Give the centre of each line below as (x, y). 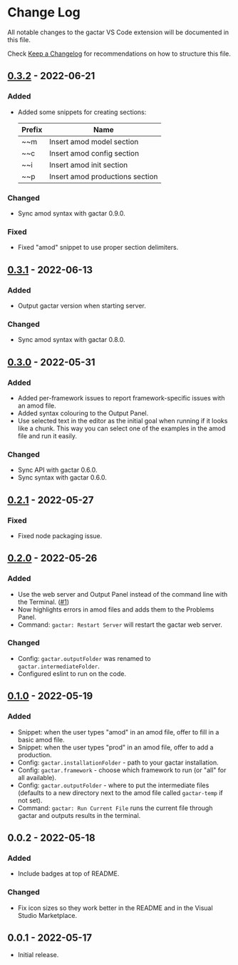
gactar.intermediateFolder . (58, 666)
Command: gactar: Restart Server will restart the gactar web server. (120, 625)
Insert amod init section (88, 165)
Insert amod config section (94, 153)
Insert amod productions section (103, 176)
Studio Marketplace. (47, 915)
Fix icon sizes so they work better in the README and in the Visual (115, 908)
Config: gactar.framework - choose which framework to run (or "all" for (122, 770)
